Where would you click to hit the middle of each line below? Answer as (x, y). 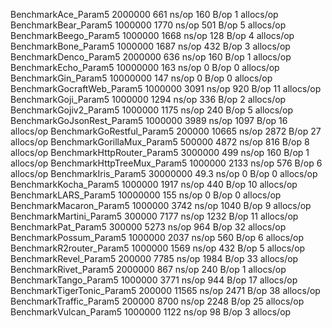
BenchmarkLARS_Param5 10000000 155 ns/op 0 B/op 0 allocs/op (146, 195)
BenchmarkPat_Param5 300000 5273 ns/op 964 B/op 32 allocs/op (148, 227)
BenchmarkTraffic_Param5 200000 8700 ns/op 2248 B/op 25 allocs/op (157, 301)
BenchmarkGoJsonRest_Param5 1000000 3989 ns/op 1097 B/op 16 (149, 120)
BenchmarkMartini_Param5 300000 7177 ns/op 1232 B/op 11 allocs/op (154, 216)
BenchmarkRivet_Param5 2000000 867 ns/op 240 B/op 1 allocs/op (148, 269)
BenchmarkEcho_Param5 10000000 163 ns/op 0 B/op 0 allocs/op (145, 67)
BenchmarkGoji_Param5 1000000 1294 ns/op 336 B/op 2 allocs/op (148, 99)
